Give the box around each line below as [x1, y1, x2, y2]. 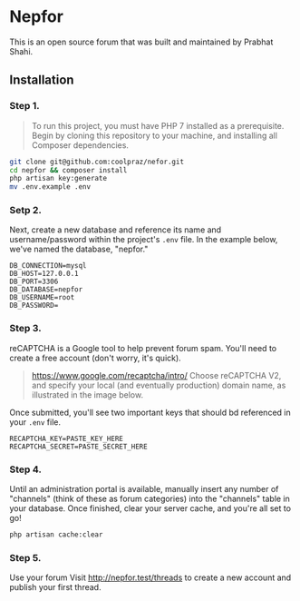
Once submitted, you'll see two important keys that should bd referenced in [9, 407, 292, 418]
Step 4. [9, 463, 43, 476]
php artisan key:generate [9, 174, 107, 183]
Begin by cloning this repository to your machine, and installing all [31, 130, 278, 141]
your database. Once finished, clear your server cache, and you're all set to [9, 503, 292, 514]
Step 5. [9, 551, 42, 564]
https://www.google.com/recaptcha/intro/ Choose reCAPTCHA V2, [31, 369, 282, 380]
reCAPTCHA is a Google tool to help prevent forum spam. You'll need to [9, 342, 277, 353]
